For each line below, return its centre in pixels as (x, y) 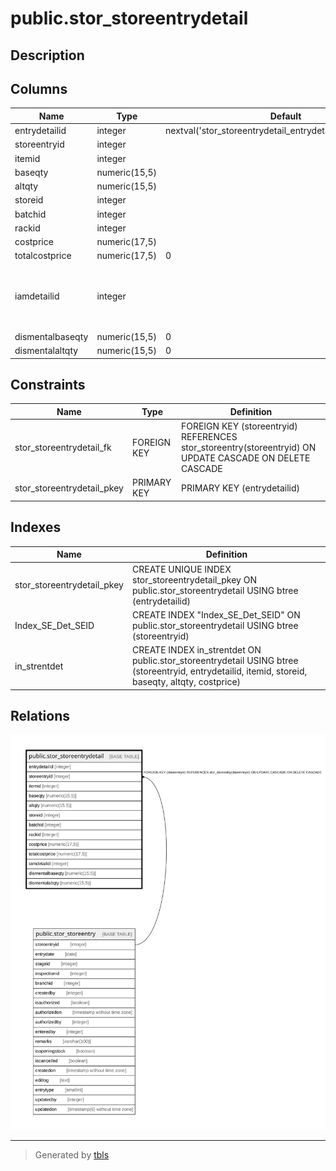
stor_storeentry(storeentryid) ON (248, 448)
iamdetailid (37, 296)
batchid (30, 214)
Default (285, 116)
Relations (40, 715)
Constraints (48, 385)
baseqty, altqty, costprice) (187, 682)
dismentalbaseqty (51, 336)
